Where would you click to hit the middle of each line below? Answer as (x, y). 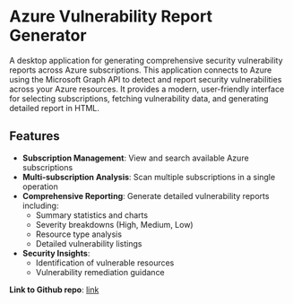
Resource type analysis (79, 234)
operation (40, 187)
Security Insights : (56, 253)
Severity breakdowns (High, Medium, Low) (115, 224)
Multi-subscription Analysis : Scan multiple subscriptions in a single (149, 177)
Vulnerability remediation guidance (100, 272)
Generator (48, 35)
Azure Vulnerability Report (111, 17)
